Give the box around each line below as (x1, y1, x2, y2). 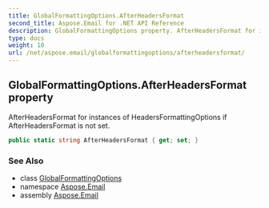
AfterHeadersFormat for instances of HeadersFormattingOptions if (8, 112, 227, 122)
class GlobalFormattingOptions (19, 173, 122, 182)
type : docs (8, 34, 45, 42)
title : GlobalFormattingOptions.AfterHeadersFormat (8, 11, 184, 20)
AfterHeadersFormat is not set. (8, 121, 110, 130)
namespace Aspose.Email (19, 182, 106, 191)
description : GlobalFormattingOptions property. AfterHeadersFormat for (8, 26, 256, 34)
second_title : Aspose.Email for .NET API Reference (8, 19, 184, 27)
